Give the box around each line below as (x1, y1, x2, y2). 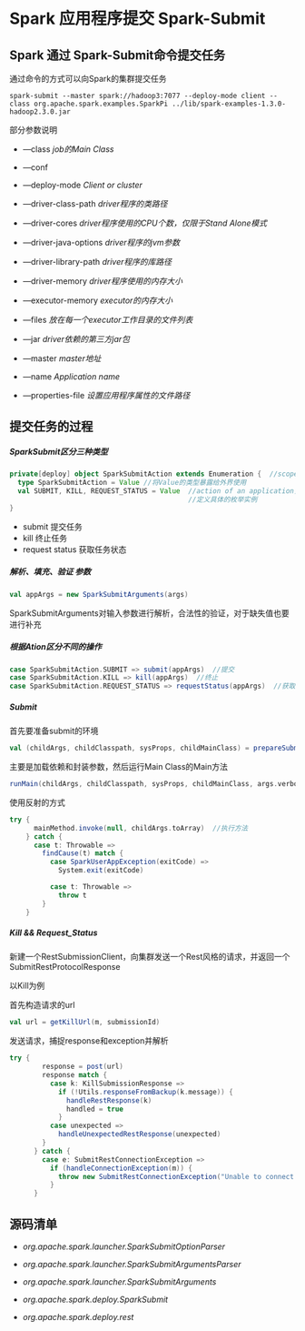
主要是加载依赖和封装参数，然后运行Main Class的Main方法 (9, 761, 229, 772)
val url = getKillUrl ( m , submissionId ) (9, 1018, 161, 1027)
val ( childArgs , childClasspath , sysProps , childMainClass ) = (9, 743, 250, 753)
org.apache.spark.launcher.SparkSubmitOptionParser (22, 1241, 225, 1252)
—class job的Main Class (22, 144, 114, 155)
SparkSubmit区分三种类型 (9, 446, 109, 457)
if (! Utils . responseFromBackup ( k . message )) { (57, 1087, 233, 1096)
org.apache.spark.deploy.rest (22, 1312, 134, 1323)
